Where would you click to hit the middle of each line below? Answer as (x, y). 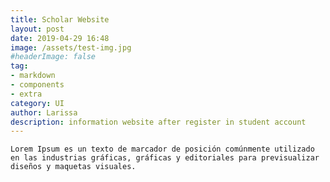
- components (37, 85)
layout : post (37, 29)
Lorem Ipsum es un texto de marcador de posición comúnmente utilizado (162, 149)
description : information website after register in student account (158, 122)
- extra (26, 94)
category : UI (37, 103)
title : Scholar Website (60, 19)
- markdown (33, 76)
